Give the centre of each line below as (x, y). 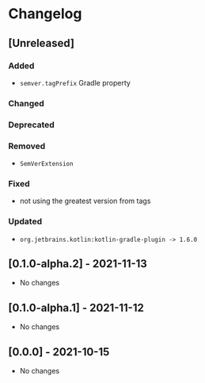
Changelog (45, 14)
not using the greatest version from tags (85, 201)
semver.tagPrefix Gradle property (75, 82)
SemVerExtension (46, 164)
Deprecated (32, 124)
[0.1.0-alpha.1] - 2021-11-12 (76, 307)
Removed (27, 146)
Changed (27, 103)
